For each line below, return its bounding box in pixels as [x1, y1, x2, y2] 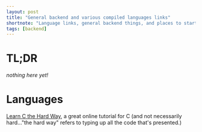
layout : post [6, 8, 39, 15]
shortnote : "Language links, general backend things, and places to [6, 20, 182, 26]
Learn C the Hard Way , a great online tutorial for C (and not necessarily [6, 113, 182, 120]
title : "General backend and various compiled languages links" [6, 14, 171, 20]
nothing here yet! [6, 72, 49, 79]
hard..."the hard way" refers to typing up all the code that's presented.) [6, 119, 182, 127]
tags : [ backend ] [6, 25, 47, 32]
